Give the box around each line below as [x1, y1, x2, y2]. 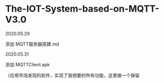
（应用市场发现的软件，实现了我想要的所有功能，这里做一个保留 [5, 72, 139, 78]
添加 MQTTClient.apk [5, 61, 50, 67]
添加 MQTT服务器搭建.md [5, 41, 59, 47]
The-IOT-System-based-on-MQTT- [5, 3, 159, 15]
